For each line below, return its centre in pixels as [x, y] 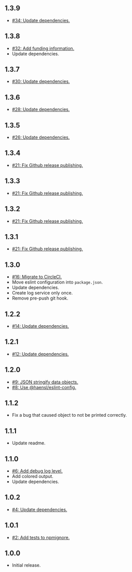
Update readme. [28, 443]
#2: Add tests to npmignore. [41, 537]
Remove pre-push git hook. [40, 298]
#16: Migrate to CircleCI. [37, 277]
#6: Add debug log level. [37, 471]
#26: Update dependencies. [41, 137]
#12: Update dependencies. [40, 354]
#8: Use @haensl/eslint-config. [44, 387]
